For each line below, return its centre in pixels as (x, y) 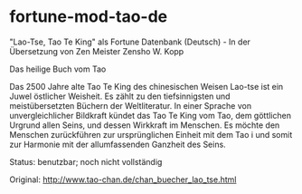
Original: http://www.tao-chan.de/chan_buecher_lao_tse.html (123, 179)
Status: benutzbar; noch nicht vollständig (86, 161)
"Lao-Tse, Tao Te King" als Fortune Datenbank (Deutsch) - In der (130, 42)
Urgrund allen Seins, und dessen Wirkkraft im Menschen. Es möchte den (145, 125)
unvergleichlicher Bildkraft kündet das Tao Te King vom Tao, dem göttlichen (151, 115)
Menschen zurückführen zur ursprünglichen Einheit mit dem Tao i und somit (151, 134)
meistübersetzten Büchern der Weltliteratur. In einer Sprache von (130, 105)
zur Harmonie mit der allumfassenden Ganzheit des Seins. (118, 144)
